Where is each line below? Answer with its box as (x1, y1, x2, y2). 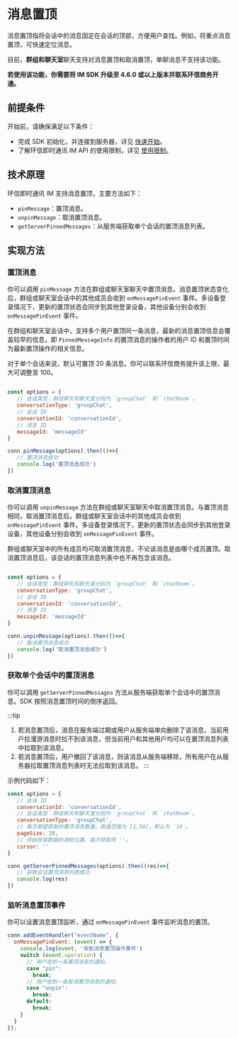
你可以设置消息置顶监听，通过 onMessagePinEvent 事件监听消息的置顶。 (7, 917, 214, 926)
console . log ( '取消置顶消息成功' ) (16, 646, 108, 653)
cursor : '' (16, 843, 50, 850)
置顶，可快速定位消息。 (7, 40, 76, 48)
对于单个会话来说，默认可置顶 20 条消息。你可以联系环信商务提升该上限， (7, 359, 224, 368)
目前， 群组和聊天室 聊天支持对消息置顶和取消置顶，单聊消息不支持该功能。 (7, 55, 225, 64)
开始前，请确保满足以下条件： (7, 122, 94, 130)
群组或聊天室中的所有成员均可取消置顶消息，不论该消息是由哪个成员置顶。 (7, 545, 225, 553)
